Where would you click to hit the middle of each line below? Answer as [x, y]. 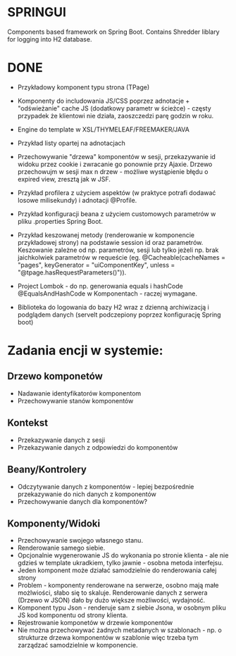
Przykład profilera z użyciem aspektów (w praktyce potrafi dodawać [117, 193]
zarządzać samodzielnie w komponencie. [77, 645]
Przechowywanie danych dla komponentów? [82, 501]
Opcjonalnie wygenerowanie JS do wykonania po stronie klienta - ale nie [123, 555]
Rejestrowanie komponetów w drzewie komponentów [95, 623]
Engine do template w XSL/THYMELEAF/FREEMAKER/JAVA [104, 129]
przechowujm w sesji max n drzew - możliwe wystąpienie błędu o [113, 171]
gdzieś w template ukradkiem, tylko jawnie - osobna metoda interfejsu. [120, 563]
